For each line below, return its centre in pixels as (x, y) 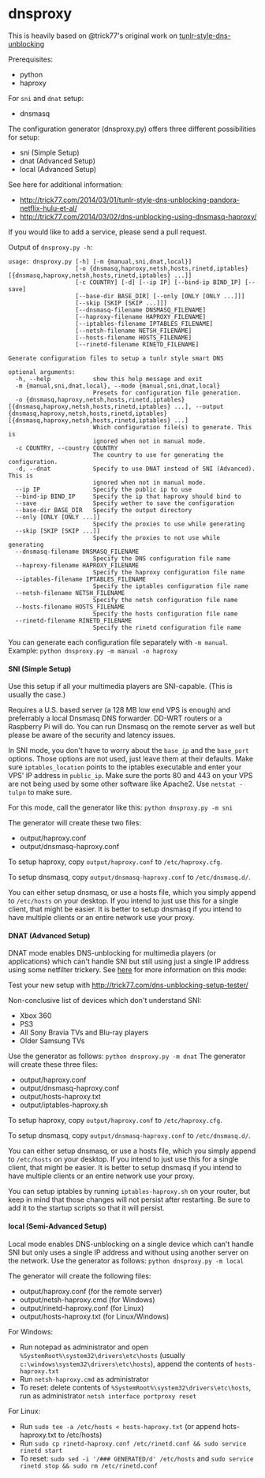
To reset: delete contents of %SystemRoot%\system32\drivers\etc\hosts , (135, 1387)
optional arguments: (42, 372)
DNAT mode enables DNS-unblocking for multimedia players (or (112, 953)
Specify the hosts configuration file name (165, 614)
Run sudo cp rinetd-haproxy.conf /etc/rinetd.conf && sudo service (133, 1443)
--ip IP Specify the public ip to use (104, 489)
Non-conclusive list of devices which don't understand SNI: (105, 1001)
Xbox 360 (35, 1016)
